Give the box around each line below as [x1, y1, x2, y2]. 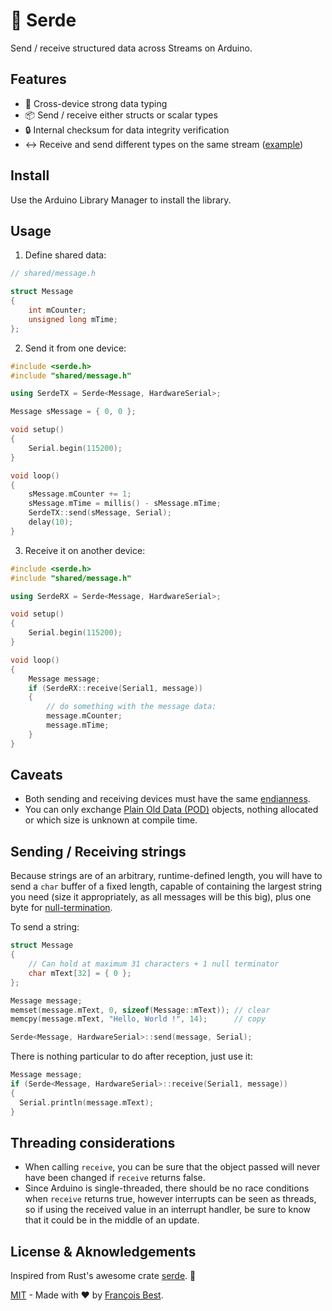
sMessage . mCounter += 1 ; [28, 489, 132, 499]
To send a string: [10, 921, 80, 933]
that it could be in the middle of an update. [24, 1214, 200, 1226]
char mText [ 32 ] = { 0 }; [28, 968, 132, 978]
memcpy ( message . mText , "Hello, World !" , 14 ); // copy [10, 1014, 267, 1024]
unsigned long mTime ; [28, 314, 118, 324]
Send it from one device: [24, 342, 127, 354]
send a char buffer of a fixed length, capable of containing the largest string [10, 880, 323, 893]
